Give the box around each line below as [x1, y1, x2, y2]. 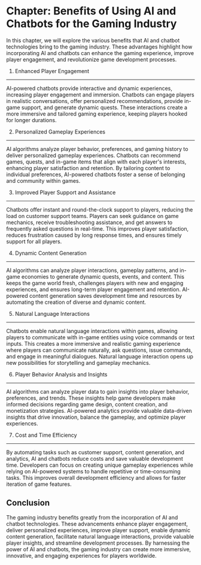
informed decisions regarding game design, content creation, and [6, 400, 168, 408]
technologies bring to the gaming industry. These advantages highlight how [6, 43, 193, 50]
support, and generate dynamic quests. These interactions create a [21, 104, 187, 111]
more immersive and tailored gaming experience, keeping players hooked [6, 110, 187, 117]
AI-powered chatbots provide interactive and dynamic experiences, [6, 84, 172, 92]
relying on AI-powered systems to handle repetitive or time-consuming [6, 467, 181, 475]
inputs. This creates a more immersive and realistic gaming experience [6, 340, 181, 347]
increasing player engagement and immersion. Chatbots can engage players [6, 91, 194, 98]
